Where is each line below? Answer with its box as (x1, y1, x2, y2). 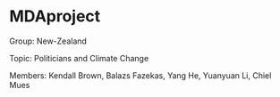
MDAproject (9, 6, 101, 27)
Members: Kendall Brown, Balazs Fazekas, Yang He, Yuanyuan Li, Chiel (9, 69, 272, 81)
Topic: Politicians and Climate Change (9, 53, 149, 63)
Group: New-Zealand (9, 36, 88, 46)
